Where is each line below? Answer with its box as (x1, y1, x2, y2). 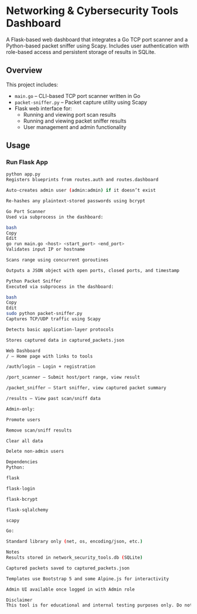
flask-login (6, 486, 35, 491)
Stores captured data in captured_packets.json (6, 337, 125, 343)
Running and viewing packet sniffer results (23, 117, 127, 124)
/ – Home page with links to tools (6, 353, 93, 359)
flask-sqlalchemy (6, 507, 49, 513)
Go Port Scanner (6, 208, 46, 215)
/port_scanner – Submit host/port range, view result (6, 374, 141, 381)
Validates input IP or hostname (6, 246, 85, 253)
